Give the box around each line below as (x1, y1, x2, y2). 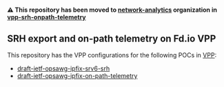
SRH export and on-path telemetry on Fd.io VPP (7, 32, 216, 44)
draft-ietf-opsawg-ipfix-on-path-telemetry (17, 72, 138, 80)
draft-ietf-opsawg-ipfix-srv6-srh (17, 64, 110, 72)
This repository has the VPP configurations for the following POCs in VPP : (7, 51, 217, 59)
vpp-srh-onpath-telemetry (7, 12, 86, 21)
